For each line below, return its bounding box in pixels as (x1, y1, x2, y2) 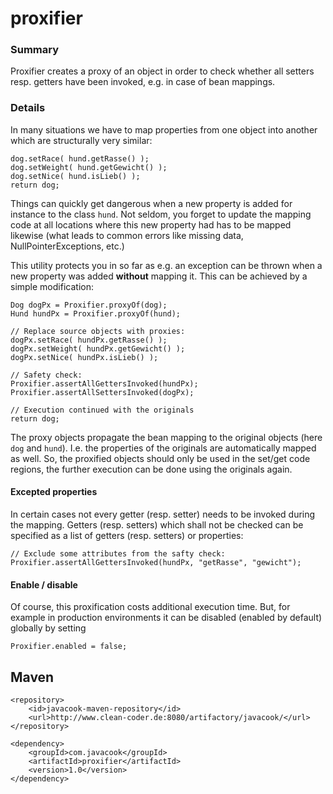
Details (10, 101, 46, 115)
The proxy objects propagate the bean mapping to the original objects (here (10, 431, 323, 443)
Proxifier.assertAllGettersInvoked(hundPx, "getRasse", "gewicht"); (10, 557, 302, 567)
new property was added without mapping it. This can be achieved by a (10, 270, 308, 282)
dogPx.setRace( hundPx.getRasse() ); (10, 335, 168, 345)
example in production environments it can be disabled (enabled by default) (10, 612, 323, 624)
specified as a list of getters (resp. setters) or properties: (10, 529, 244, 541)
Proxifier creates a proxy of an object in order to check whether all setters (10, 65, 315, 77)
